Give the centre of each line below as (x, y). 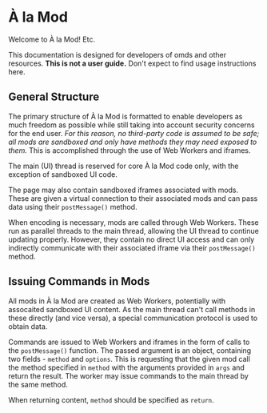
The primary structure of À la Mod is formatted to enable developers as (126, 116)
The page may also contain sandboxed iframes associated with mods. (124, 190)
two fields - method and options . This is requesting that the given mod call (129, 359)
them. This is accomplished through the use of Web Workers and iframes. (130, 150)
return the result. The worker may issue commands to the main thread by (129, 375)
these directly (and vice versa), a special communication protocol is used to (133, 318)
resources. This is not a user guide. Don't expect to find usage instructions (132, 63)
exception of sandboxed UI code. (63, 174)
